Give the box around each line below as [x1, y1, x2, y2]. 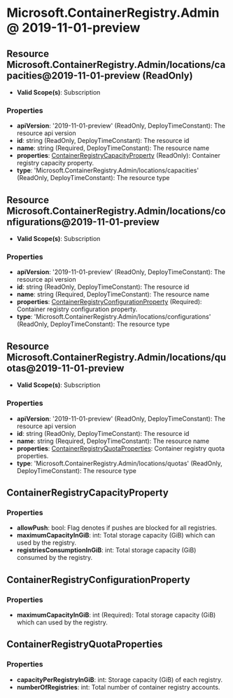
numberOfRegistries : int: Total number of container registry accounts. [16, 683, 220, 691]
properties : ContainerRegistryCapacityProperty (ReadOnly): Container [16, 151, 221, 160]
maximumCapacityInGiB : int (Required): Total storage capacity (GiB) [16, 610, 216, 619]
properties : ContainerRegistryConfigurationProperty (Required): [16, 298, 202, 306]
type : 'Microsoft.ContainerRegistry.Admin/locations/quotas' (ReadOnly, [16, 459, 223, 467]
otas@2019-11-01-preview [6, 362, 125, 374]
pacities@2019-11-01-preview [6, 69, 141, 81]
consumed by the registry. [16, 554, 93, 562]
